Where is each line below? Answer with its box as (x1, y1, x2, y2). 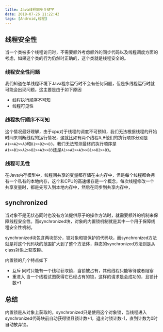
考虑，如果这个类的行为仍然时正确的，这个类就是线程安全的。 (5, 55, 129, 61)
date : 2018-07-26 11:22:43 (5, 12, 60, 17)
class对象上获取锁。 (5, 247, 46, 253)
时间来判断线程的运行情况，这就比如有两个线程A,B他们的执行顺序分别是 (5, 134, 148, 140)
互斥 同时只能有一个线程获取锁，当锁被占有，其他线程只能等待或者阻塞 (12, 267, 154, 273)
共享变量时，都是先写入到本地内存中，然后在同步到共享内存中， (5, 184, 132, 190)
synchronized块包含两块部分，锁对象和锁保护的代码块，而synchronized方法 (5, 235, 157, 240)
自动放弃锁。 (5, 321, 31, 327)
